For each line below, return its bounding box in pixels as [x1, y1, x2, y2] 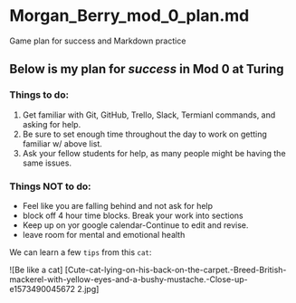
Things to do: [9, 89, 70, 101]
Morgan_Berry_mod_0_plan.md [9, 5, 250, 26]
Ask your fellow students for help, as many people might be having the [22, 147, 287, 158]
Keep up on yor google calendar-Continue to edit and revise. [22, 219, 249, 231]
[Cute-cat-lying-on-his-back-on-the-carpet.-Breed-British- [64, 264, 287, 275]
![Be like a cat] [9, 264, 63, 275]
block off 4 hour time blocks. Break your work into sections [22, 210, 243, 221]
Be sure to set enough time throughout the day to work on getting [22, 128, 267, 139]
